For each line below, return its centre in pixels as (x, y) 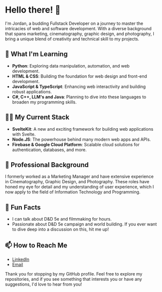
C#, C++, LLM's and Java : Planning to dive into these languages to (79, 97)
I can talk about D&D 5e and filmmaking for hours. (62, 219)
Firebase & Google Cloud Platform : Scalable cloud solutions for (76, 144)
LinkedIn (21, 259)
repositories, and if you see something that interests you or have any (73, 279)
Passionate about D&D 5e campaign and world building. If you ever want (84, 224)
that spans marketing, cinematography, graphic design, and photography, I (80, 34)
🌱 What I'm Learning (36, 54)
